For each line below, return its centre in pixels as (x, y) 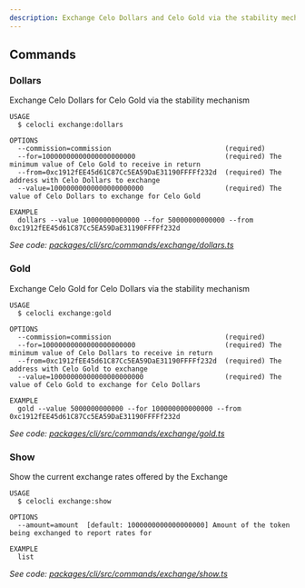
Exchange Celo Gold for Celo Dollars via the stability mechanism (130, 288)
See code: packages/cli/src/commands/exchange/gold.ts (117, 434)
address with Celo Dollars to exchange (85, 181)
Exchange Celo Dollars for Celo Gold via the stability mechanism (130, 100)
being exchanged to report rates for (81, 533)
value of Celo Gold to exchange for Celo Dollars (105, 384)
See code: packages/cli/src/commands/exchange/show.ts (119, 573)
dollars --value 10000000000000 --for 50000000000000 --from (136, 220)
